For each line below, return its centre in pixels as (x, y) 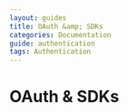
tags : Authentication (50, 52)
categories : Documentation (60, 35)
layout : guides (38, 18)
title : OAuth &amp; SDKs (56, 26)
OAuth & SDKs (64, 97)
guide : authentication (52, 43)
